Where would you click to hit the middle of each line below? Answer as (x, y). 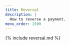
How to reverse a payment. (38, 19)
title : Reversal (22, 10)
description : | (21, 14)
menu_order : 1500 (23, 24)
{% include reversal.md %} (33, 38)
